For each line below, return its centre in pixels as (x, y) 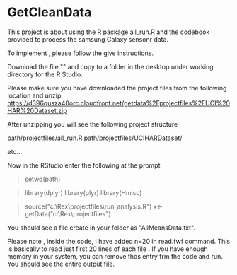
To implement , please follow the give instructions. (81, 53)
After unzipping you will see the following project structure (93, 124)
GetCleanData (50, 12)
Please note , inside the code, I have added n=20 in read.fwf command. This (119, 241)
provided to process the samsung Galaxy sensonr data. (88, 39)
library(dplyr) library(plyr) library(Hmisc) (83, 192)
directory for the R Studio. (45, 74)
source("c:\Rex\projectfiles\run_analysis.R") (88, 206)
